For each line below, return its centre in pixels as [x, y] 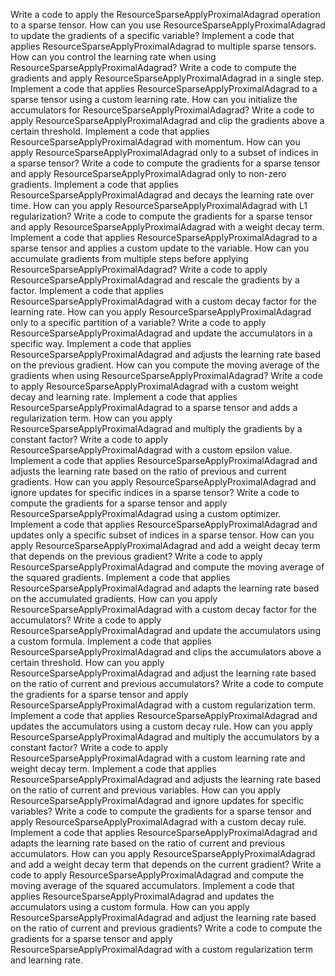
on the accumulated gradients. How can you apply [114, 598]
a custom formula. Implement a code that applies [111, 641]
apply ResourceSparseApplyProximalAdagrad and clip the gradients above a [167, 120]
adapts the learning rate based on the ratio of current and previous [148, 843]
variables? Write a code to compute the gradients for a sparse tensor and [161, 811]
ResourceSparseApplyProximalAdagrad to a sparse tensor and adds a [154, 407]
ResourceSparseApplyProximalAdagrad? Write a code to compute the [153, 67]
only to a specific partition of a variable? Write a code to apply [138, 322]
